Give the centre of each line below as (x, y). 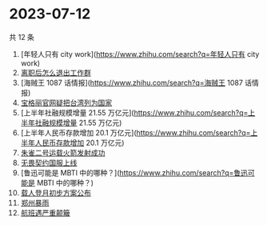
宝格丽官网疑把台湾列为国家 (66, 102)
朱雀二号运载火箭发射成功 (63, 152)
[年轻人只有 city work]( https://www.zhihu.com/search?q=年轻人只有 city (140, 54)
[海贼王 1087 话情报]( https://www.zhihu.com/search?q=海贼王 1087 (132, 82)
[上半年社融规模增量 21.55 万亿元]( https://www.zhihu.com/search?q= (134, 112)
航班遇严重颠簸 (45, 212)
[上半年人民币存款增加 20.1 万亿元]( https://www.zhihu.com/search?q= (135, 132)
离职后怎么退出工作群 (56, 72)
